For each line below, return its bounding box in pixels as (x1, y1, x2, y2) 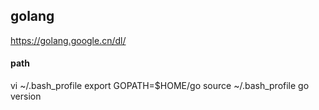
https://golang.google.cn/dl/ (10, 34, 127, 46)
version (10, 90, 42, 103)
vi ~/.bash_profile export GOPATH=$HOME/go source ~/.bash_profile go (10, 80, 310, 92)
